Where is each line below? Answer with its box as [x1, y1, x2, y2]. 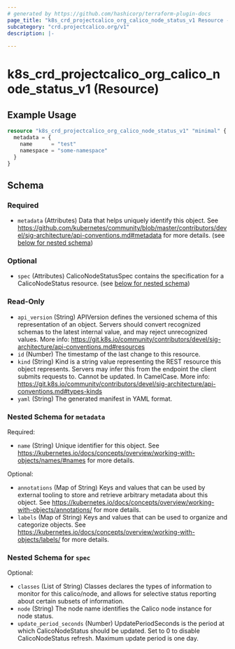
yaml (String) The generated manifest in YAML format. [17, 394, 173, 403]
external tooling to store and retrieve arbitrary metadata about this [17, 490, 208, 499]
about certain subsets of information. [17, 597, 124, 606]
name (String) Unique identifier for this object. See [17, 441, 159, 450]
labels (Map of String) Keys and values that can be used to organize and [17, 513, 228, 521]
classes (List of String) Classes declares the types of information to [17, 582, 212, 591]
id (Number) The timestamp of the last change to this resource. [17, 350, 201, 358]
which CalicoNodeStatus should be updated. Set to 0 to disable [17, 627, 201, 635]
